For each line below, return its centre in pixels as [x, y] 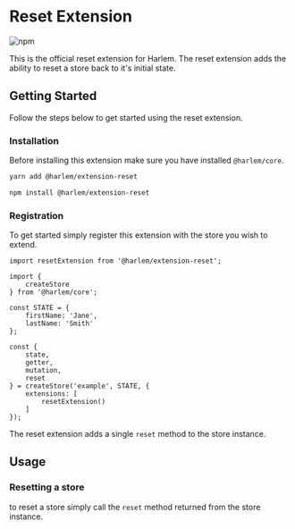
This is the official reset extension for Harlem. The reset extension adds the [148, 58]
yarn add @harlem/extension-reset [74, 177]
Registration [37, 215]
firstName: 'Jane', [62, 316]
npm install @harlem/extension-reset [80, 193]
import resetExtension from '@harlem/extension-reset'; [115, 261]
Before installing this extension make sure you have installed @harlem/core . [147, 160]
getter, [39, 363]
